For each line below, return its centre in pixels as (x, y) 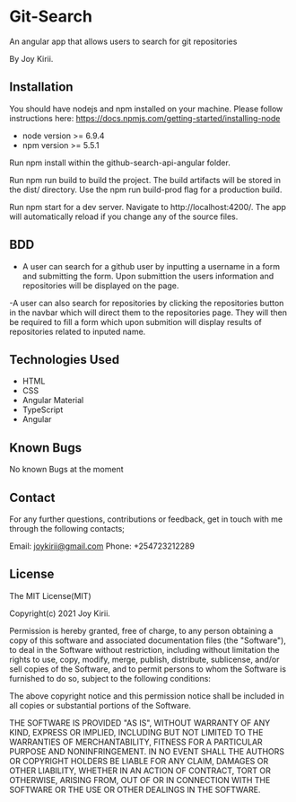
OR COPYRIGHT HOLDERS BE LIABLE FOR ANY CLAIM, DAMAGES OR (139, 761)
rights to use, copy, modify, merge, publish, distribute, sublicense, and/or (144, 659)
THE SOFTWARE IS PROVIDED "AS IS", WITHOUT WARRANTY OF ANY (140, 723)
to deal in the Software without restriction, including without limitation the (144, 649)
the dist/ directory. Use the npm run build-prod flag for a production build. (146, 189)
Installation (41, 87)
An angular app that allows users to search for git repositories (123, 41)
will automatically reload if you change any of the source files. (124, 216)
